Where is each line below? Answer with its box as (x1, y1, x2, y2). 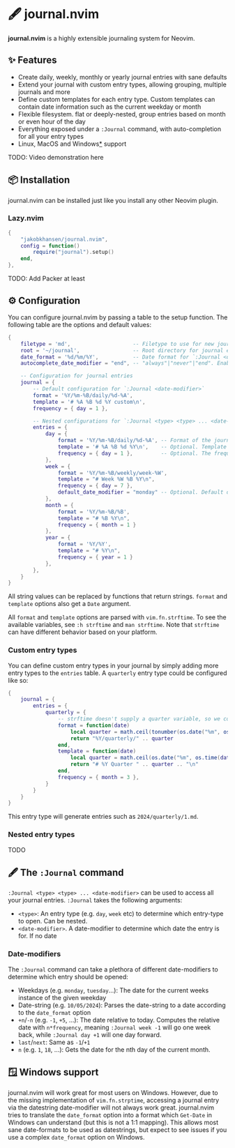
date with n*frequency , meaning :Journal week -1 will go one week (17, 1023, 211, 1032)
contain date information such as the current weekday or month (17, 103, 202, 111)
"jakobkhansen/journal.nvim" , (20, 236, 109, 243)
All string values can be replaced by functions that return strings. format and (8, 592, 227, 601)
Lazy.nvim (8, 213, 44, 223)
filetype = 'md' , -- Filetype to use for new (20, 340, 215, 347)
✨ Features (8, 54, 57, 66)
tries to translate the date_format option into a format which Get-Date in (8, 1110, 212, 1119)
